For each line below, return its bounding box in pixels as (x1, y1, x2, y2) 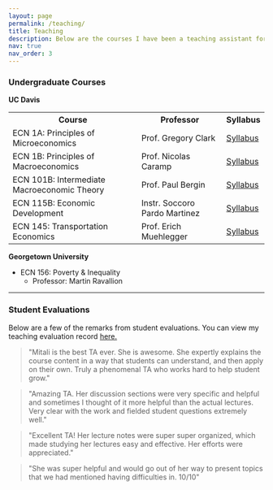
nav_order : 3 (8, 50, 53, 58)
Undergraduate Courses (8, 76, 106, 88)
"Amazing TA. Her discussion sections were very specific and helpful (28, 388, 260, 398)
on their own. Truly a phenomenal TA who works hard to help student (28, 364, 260, 374)
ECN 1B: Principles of (12, 151, 95, 163)
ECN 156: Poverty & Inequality (19, 267, 120, 277)
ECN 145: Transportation (12, 221, 108, 232)
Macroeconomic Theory (12, 184, 105, 196)
